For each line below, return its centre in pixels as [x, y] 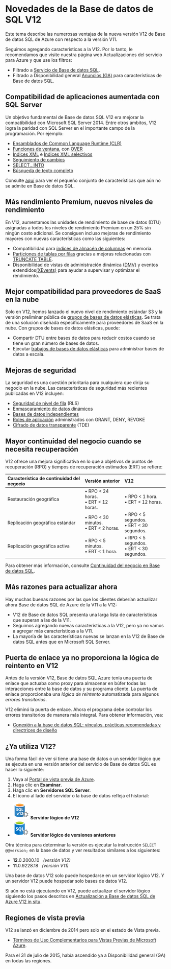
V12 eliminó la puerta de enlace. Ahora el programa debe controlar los [79, 710]
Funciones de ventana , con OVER [48, 149]
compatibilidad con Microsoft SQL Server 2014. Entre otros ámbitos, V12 [81, 123]
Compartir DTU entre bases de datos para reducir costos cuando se [84, 338]
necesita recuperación [42, 449]
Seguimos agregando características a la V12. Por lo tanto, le [69, 49]
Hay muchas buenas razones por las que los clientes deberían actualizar [81, 599]
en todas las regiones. [28, 961]
